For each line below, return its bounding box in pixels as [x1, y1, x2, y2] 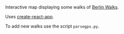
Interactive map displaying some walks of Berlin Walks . [5, 4, 119, 10]
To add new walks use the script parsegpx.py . [5, 23, 99, 29]
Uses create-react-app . [5, 14, 54, 19]
